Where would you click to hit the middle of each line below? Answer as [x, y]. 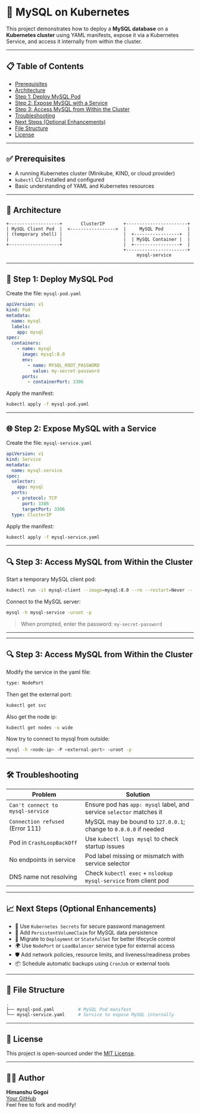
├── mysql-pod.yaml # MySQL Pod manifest [69, 1009]
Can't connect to [34, 805]
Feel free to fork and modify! [41, 1104]
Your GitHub [21, 1098]
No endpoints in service [43, 860]
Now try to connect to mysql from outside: [58, 739]
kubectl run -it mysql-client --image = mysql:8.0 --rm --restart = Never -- [100, 590]
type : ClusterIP [32, 515]
